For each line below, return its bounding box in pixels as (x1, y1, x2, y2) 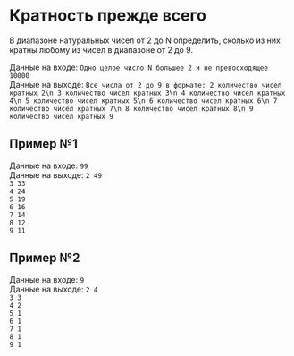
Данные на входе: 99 (9, 160, 88, 171)
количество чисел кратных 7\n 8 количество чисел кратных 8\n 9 (9, 104, 254, 113)
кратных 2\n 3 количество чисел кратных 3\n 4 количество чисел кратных (9, 89, 286, 97)
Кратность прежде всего (9, 5, 207, 26)
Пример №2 (9, 250, 80, 266)
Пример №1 (9, 136, 78, 152)
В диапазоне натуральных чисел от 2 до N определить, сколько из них (9, 35, 281, 46)
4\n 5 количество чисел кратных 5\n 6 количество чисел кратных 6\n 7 (9, 96, 278, 106)
